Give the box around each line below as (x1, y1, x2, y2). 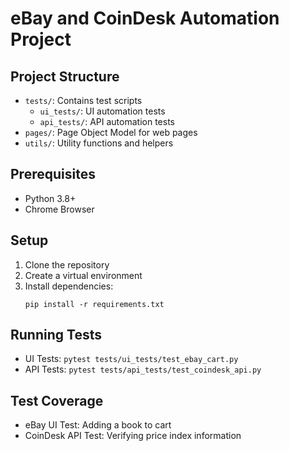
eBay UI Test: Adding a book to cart (24, 419, 172, 431)
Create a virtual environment (24, 269, 143, 281)
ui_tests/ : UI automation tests (39, 105, 166, 117)
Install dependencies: (24, 280, 114, 292)
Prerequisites (10, 166, 96, 183)
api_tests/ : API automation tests (39, 116, 175, 127)
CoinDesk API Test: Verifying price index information (24, 430, 242, 442)
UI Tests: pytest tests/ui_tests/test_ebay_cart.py (24, 353, 239, 365)
